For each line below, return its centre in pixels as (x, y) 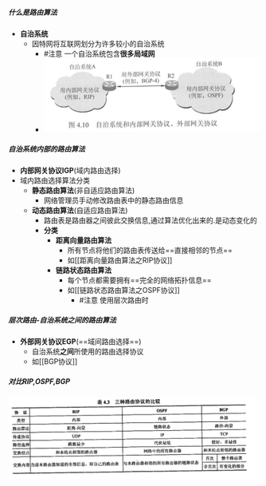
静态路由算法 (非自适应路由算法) (83, 191)
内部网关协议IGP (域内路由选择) (70, 171)
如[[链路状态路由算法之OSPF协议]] (124, 290)
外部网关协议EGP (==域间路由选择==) (80, 342)
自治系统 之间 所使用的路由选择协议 (88, 352)
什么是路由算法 (33, 12)
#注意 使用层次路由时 (114, 300)
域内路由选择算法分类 (55, 180)
